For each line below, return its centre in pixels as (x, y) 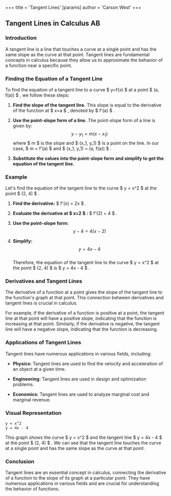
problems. (23, 384)
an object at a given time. (39, 369)
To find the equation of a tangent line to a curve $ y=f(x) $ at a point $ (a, (82, 89)
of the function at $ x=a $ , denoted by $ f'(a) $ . (64, 110)
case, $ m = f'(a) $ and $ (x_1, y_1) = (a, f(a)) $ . (62, 148)
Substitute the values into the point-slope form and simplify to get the (88, 158)
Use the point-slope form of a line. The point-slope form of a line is (84, 120)
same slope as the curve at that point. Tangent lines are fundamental (77, 54)
